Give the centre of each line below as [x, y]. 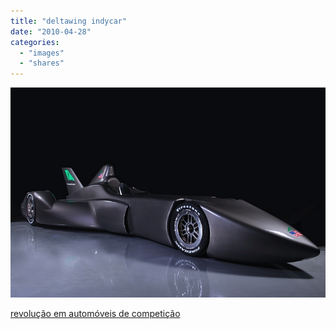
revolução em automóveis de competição [95, 314]
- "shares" [42, 63]
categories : [35, 42]
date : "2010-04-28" [51, 31]
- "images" [42, 53]
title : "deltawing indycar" [69, 21]
